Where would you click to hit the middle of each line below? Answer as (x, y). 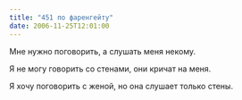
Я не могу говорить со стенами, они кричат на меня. (110, 69)
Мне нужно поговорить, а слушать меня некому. (103, 51)
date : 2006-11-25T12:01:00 (59, 26)
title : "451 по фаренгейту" (62, 17)
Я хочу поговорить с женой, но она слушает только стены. (121, 86)
